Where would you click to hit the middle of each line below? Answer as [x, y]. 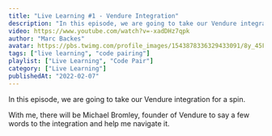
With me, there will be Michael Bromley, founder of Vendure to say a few [129, 115]
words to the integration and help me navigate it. [89, 123]
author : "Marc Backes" [47, 38]
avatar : [21, 46]
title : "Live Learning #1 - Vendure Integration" [94, 16]
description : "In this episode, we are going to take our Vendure [123, 23]
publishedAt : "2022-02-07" [54, 76]
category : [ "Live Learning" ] [57, 69]
